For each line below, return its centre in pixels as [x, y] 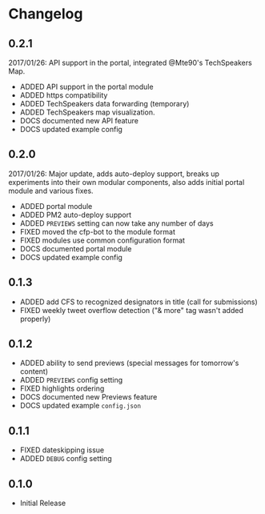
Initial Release [43, 503]
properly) [35, 319]
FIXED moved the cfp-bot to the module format [98, 231]
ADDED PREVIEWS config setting [71, 380]
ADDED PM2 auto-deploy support [76, 215]
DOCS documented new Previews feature [88, 397]
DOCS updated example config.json [80, 406]
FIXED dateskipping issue [62, 450]
